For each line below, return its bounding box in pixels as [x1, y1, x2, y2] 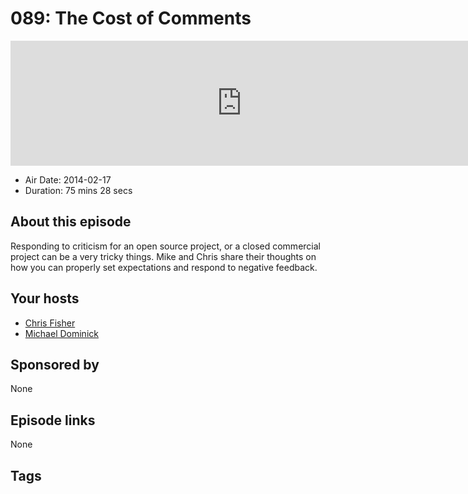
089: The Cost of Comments [10, 7, 252, 30]
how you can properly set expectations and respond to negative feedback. [10, 261, 318, 273]
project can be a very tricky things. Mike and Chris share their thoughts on [10, 250, 317, 262]
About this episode [10, 213, 132, 231]
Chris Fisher [24, 317, 76, 329]
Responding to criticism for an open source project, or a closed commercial [10, 240, 321, 252]
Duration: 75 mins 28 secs [24, 184, 133, 196]
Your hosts [10, 290, 80, 307]
